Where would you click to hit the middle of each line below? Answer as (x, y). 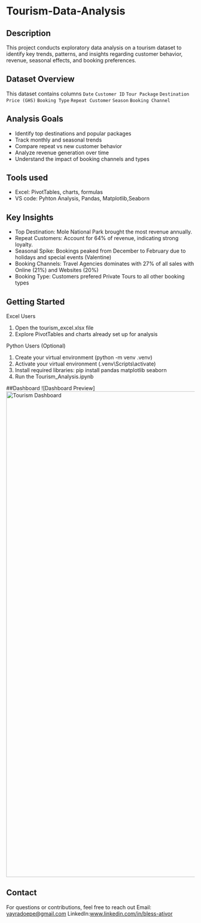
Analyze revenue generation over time (62, 152)
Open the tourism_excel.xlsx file (54, 328)
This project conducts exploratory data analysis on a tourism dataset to (94, 47)
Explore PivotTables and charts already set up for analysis (86, 334)
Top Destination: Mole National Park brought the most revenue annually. (103, 232)
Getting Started (36, 302)
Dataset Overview (40, 79)
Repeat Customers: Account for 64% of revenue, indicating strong (97, 238)
